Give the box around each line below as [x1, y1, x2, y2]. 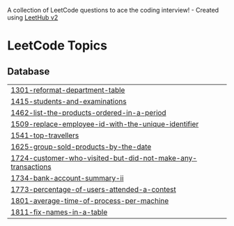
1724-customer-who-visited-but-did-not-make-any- [10, 153, 197, 163]
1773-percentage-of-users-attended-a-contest [10, 185, 176, 194]
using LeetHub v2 [7, 13, 58, 22]
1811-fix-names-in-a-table [10, 207, 108, 217]
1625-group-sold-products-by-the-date [10, 142, 152, 151]
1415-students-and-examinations [10, 97, 127, 106]
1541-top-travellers [10, 130, 79, 140]
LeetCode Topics [7, 38, 108, 54]
